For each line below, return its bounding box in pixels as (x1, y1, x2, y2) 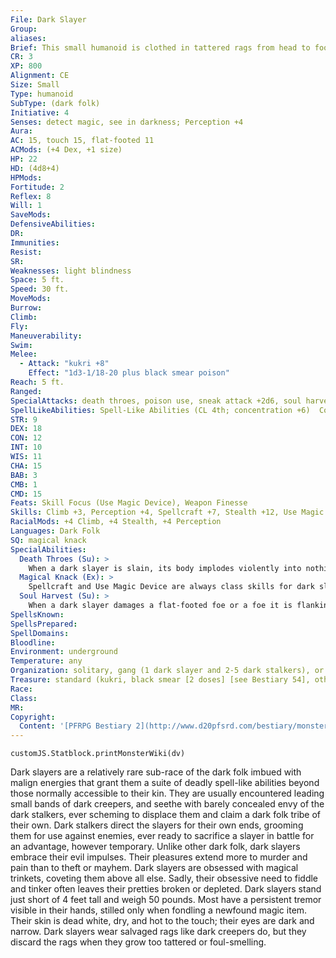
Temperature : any (10, 656, 83, 666)
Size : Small (10, 80, 60, 90)
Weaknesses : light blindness (10, 266, 132, 276)
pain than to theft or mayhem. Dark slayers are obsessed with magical (10, 862, 299, 874)
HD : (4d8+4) (10, 163, 60, 173)
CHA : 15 (10, 461, 43, 471)
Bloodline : (10, 637, 56, 648)
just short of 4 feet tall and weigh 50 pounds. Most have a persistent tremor (10, 894, 322, 906)
